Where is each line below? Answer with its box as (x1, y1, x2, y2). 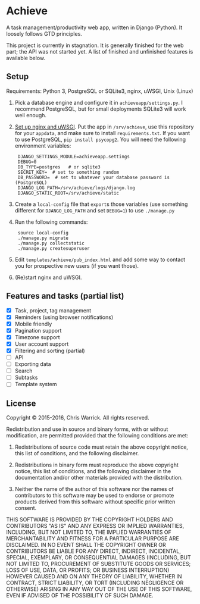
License (6, 398, 36, 408)
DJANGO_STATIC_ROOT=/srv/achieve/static (17, 190, 120, 196)
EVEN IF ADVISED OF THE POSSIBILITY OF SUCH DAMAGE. (6, 592, 154, 599)
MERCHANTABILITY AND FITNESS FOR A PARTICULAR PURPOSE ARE (6, 535, 180, 542)
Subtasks (14, 374, 38, 381)
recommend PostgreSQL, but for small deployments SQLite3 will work (14, 105, 186, 112)
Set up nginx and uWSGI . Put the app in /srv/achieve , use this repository (14, 123, 194, 130)
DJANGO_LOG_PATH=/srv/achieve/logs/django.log (17, 184, 135, 191)
